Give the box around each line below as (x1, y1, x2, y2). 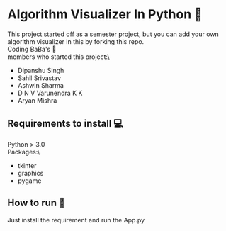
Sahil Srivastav (17, 74, 62, 82)
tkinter (17, 161, 37, 169)
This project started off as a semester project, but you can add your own (7, 30, 220, 38)
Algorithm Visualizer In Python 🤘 (7, 6, 203, 23)
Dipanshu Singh (17, 66, 64, 74)
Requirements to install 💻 (7, 118, 124, 130)
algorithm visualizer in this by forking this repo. (7, 37, 145, 45)
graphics (17, 169, 44, 177)
